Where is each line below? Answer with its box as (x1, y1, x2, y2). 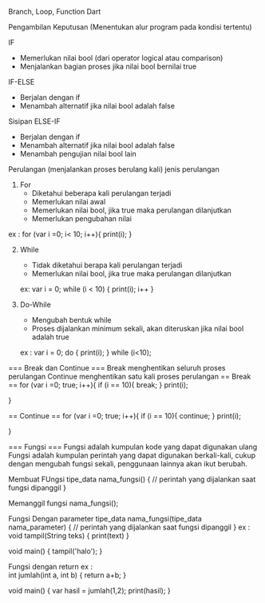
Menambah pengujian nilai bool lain (19, 149, 137, 158)
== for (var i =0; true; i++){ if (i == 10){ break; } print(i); (8, 380, 189, 390)
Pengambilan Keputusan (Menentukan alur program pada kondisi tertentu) (8, 22, 253, 31)
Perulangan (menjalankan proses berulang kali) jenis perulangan (8, 165, 220, 174)
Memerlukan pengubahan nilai (31, 214, 132, 223)
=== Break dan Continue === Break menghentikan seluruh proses (8, 363, 226, 372)
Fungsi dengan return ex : (8, 562, 93, 571)
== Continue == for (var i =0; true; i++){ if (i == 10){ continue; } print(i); (8, 411, 242, 420)
